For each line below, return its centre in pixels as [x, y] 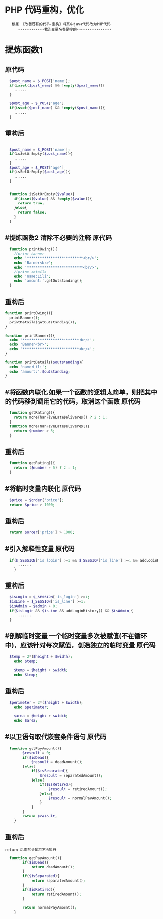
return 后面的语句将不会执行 [31, 850]
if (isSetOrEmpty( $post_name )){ [41, 154]
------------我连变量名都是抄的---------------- [65, 29]
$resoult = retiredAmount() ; [78, 789]
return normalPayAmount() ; [50, 908]
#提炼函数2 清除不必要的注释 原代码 [58, 238]
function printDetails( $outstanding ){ [44, 362]
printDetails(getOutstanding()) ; [43, 322]
